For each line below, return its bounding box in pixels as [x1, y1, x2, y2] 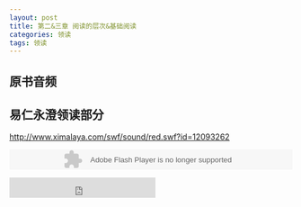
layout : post [9, 13, 58, 22]
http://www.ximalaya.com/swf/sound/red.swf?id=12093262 [9, 131, 231, 142]
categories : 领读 [9, 30, 72, 39]
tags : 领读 [9, 38, 48, 48]
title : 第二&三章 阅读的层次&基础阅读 [9, 22, 137, 31]
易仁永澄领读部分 [9, 107, 104, 122]
